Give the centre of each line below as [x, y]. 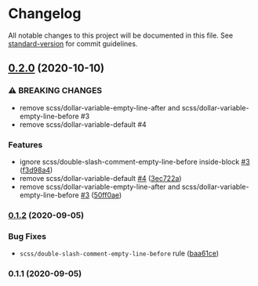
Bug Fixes [27, 236]
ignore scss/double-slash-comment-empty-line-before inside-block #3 [134, 161]
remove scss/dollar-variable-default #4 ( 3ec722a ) [100, 178]
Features [25, 144]
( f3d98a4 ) [36, 170]
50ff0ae [107, 195]
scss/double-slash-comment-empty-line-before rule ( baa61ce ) [119, 253]
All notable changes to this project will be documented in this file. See [121, 35]
